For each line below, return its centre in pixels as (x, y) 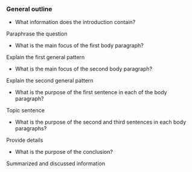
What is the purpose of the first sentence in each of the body (91, 92)
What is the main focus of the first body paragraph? (79, 46)
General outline (29, 9)
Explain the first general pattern (46, 57)
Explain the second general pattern (50, 81)
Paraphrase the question (37, 34)
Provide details (25, 140)
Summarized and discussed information (56, 164)
